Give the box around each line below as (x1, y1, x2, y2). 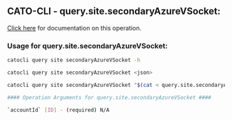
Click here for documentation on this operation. (7, 23, 142, 32)
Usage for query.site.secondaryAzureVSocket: (7, 41, 168, 50)
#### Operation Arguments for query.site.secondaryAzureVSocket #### (7, 94, 212, 101)
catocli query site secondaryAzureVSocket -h (7, 57, 140, 64)
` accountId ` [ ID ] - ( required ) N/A (7, 106, 110, 113)
